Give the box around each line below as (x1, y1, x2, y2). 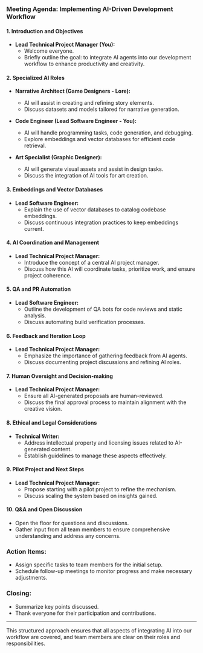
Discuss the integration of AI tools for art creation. (24, 172, 149, 179)
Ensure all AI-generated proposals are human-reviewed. (24, 393, 164, 400)
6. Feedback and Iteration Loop (6, 332, 86, 339)
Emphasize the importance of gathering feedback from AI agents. (24, 352, 187, 359)
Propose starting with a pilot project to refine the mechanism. (24, 485, 177, 492)
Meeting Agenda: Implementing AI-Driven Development (6, 5, 173, 13)
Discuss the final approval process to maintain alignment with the (24, 399, 187, 406)
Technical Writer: (14, 433, 60, 440)
